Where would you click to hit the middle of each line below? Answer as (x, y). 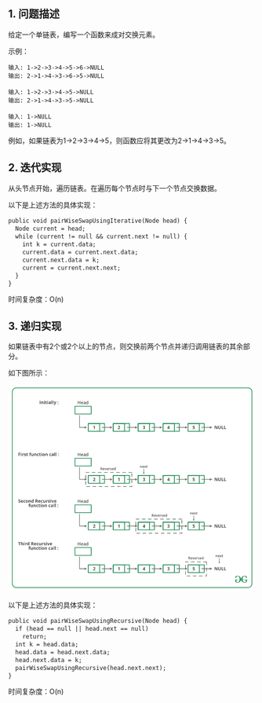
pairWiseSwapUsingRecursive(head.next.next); (91, 668)
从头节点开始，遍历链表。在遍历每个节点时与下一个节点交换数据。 (115, 188)
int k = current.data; (59, 244)
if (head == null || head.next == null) (82, 628)
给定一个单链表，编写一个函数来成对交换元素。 (84, 35)
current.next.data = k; (61, 260)
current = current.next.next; (72, 268)
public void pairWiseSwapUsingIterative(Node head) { (98, 221)
